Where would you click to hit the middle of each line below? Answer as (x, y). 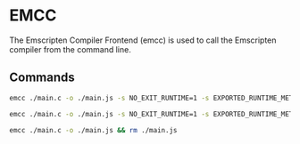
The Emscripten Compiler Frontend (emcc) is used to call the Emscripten (143, 40)
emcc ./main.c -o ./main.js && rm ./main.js (93, 130)
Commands (42, 78)
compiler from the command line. (70, 49)
